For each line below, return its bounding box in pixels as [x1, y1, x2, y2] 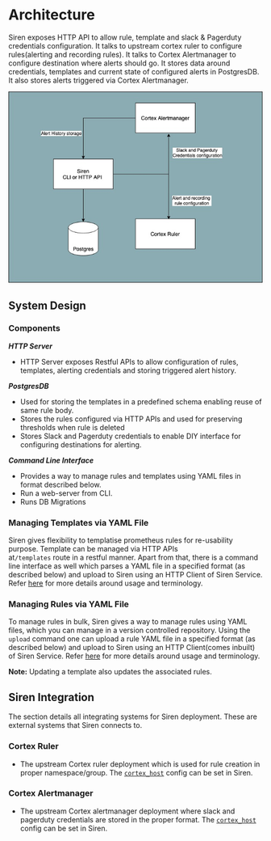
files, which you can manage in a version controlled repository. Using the [8, 625, 251, 636]
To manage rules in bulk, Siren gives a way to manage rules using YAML [8, 617, 248, 627]
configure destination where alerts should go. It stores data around [8, 58, 231, 68]
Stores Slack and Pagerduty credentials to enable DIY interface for [19, 431, 242, 441]
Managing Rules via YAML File [8, 598, 129, 610]
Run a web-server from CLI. [19, 488, 113, 498]
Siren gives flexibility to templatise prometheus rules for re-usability [8, 535, 234, 545]
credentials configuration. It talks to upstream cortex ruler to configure [8, 40, 243, 50]
